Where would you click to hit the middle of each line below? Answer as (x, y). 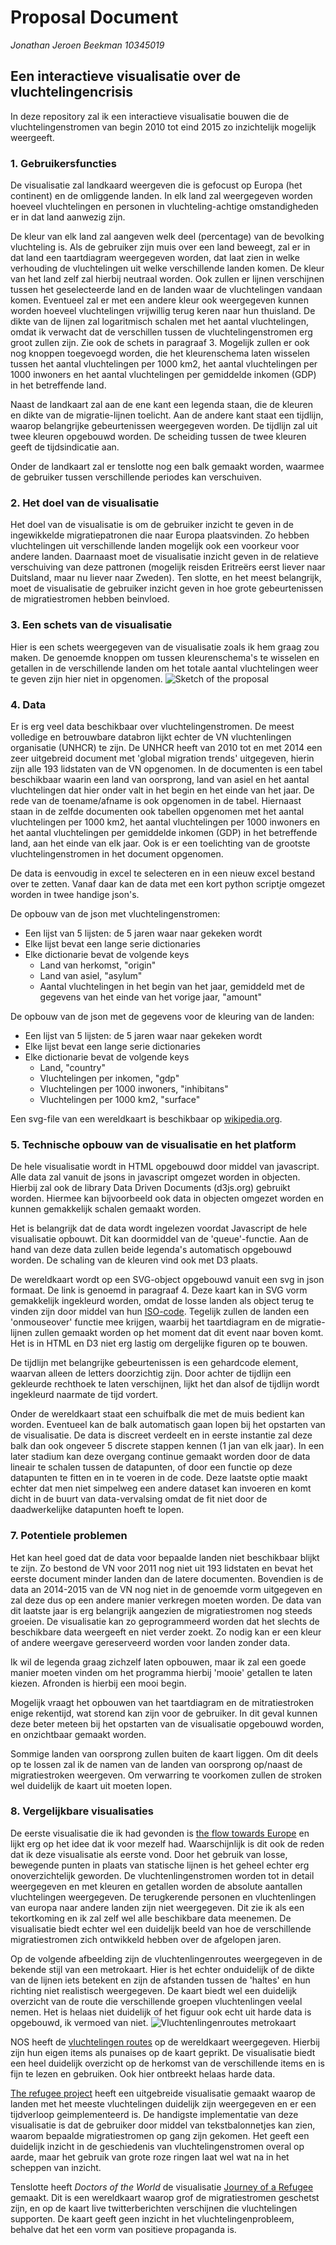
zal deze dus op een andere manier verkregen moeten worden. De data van (166, 1600)
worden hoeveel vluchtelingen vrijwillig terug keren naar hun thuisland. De (163, 311)
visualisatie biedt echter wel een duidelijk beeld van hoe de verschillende (161, 1928)
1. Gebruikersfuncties (64, 163)
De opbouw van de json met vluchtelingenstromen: (115, 913)
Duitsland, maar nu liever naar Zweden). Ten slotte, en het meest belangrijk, (166, 578)
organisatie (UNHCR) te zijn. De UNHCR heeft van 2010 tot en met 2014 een (166, 747)
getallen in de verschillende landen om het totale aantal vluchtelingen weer (164, 668)
